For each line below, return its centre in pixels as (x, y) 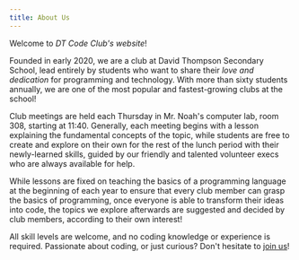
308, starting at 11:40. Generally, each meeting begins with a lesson (134, 126)
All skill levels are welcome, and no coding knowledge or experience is (140, 236)
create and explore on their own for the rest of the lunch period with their (145, 144)
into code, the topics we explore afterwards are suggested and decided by (147, 209)
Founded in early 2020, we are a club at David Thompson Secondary (137, 60)
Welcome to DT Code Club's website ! (78, 43)
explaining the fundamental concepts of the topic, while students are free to (149, 134)
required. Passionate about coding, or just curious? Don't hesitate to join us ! (149, 246)
